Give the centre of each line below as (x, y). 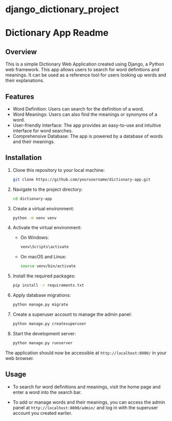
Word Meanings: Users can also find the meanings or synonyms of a (85, 114)
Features (20, 97)
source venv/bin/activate (48, 266)
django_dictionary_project (62, 9)
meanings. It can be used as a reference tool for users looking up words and (86, 75)
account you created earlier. (42, 413)
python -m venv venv (35, 218)
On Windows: (35, 237)
